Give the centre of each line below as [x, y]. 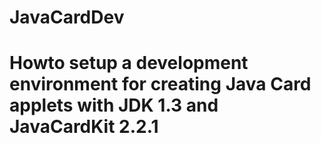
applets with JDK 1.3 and [114, 105]
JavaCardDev [67, 17]
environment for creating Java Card [160, 84]
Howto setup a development [129, 63]
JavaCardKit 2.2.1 [84, 127]
